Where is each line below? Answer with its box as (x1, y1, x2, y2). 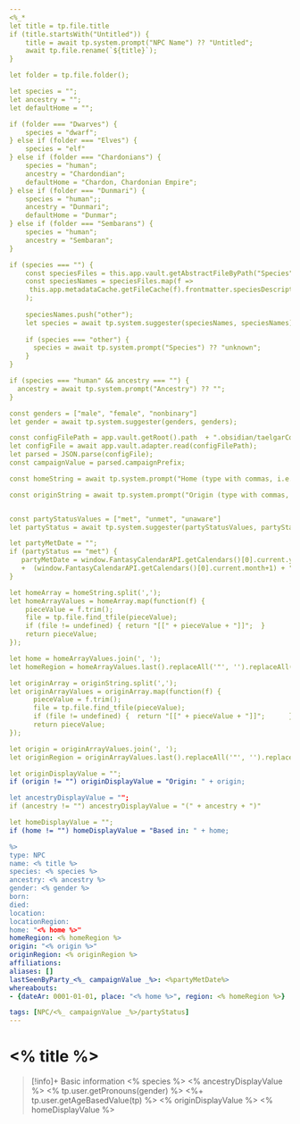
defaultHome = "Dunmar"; (25, 211, 118, 220)
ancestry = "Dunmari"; (25, 203, 110, 212)
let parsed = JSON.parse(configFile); (9, 450, 154, 459)
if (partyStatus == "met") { (9, 547, 118, 557)
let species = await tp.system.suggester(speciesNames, (25, 318, 238, 327)
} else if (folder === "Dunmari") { (9, 186, 146, 195)
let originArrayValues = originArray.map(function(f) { (9, 687, 221, 696)
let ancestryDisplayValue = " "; (9, 793, 129, 802)
